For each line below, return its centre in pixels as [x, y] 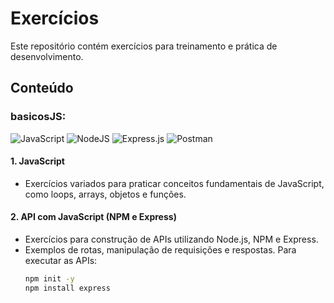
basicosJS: [38, 117]
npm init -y [49, 279]
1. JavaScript [37, 161]
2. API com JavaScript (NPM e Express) [93, 217]
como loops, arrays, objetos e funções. [105, 194]
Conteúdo [42, 88]
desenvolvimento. [47, 56]
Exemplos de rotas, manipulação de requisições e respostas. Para [160, 250]
